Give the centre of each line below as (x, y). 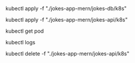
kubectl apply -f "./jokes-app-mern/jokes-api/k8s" (67, 20)
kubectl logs (21, 42)
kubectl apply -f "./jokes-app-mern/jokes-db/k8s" (66, 8)
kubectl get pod (25, 31)
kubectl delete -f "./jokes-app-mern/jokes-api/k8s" (67, 54)
